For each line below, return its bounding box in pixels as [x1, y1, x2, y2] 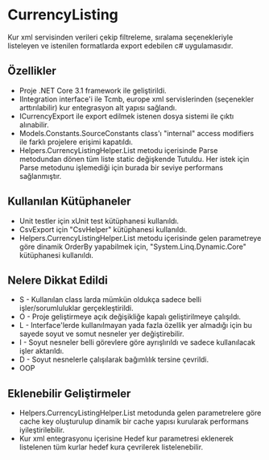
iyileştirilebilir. [19, 425, 65, 435]
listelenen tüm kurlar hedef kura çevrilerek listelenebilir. [19, 442, 203, 452]
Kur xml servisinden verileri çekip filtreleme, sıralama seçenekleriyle [7, 32, 234, 42]
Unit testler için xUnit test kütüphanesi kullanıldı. [19, 216, 179, 226]
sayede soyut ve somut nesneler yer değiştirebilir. [19, 329, 184, 339]
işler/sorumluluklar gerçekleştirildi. [19, 304, 134, 313]
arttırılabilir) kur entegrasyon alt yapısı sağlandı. [19, 102, 177, 112]
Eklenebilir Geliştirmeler [7, 387, 131, 400]
